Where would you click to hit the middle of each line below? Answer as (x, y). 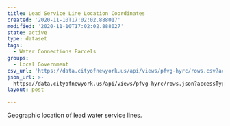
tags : (15, 45)
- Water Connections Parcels (55, 52)
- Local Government (41, 64)
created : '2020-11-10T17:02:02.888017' (64, 20)
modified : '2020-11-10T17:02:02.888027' (66, 26)
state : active (27, 33)
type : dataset (27, 39)
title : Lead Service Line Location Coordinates (76, 13)
